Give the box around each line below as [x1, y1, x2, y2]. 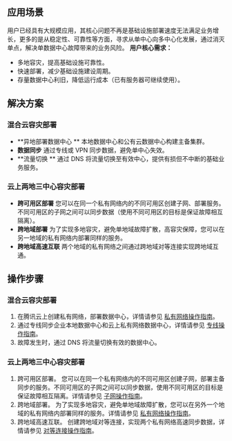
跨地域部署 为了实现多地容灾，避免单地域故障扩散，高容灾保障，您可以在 [17, 225, 225, 233]
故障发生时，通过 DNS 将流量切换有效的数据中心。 [17, 338, 161, 347]
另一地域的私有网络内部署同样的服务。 [17, 234, 126, 242]
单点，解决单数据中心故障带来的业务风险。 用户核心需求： [7, 44, 173, 52]
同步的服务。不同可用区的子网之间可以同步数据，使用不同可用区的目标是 [17, 383, 223, 391]
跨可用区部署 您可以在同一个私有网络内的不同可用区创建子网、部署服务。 [17, 199, 225, 207]
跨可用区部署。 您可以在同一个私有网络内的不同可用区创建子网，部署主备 [17, 374, 225, 382]
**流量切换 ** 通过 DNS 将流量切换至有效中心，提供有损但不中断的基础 [17, 154, 219, 162]
